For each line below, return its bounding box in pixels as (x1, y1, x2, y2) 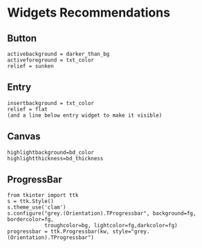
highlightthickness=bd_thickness (7, 155, 104, 162)
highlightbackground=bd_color (7, 149, 95, 156)
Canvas (7, 131, 41, 142)
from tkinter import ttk (7, 192, 79, 199)
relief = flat (7, 106, 48, 113)
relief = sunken (7, 63, 54, 70)
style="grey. (112, 228, 150, 236)
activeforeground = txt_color (7, 57, 95, 64)
